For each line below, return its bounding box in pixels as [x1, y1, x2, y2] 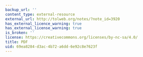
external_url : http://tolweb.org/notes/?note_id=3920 [5, 16, 120, 21]
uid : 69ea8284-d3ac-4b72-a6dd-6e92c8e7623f [5, 44, 98, 49]
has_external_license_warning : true [5, 26, 82, 31]
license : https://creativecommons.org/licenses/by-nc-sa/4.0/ [5, 35, 138, 40]
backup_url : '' [5, 7, 37, 12]
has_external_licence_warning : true [5, 21, 82, 26]
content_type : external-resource [5, 12, 75, 17]
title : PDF [5, 40, 28, 45]
